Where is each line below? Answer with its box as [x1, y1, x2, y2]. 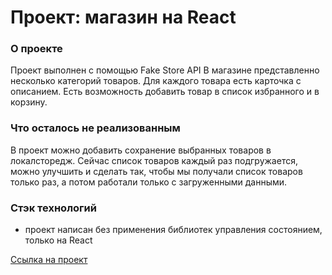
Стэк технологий [10, 201, 97, 215]
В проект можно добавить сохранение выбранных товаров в [10, 144, 272, 156]
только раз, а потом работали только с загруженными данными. [10, 176, 288, 188]
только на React [24, 234, 93, 246]
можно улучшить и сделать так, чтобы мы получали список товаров [10, 165, 303, 177]
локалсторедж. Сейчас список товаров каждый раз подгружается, [10, 154, 298, 166]
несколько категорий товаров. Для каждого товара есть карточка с [10, 75, 302, 87]
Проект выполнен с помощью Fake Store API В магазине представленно [10, 64, 320, 76]
